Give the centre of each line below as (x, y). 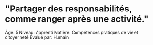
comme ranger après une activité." (77, 19)
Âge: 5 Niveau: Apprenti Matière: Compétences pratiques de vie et (72, 32)
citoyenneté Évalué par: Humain (37, 37)
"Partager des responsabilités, (68, 9)
